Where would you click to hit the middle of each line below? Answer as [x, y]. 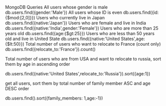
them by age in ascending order [38, 64]
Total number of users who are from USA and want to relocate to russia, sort [83, 59]
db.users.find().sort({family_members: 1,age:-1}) [54, 98]
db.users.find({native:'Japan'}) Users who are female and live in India [76, 23]
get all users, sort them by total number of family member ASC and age [78, 83]
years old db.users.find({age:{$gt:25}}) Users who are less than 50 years [80, 33]
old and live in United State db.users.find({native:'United [62, 39]
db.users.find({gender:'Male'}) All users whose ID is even [64, 12]
